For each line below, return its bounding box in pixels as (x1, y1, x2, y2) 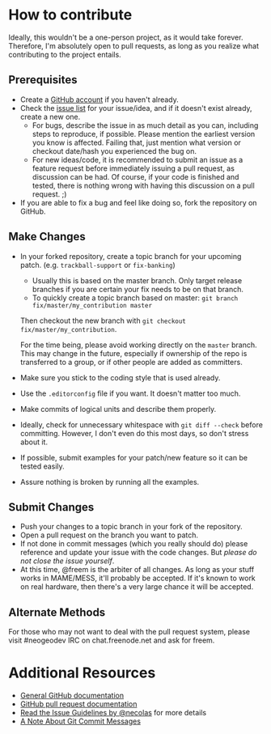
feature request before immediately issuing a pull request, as (32, 163, 235, 173)
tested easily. (19, 461, 65, 471)
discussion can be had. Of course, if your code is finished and (32, 172, 239, 181)
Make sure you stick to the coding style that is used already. (19, 372, 221, 382)
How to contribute (8, 6, 133, 24)
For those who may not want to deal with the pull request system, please (8, 627, 251, 637)
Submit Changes (8, 500, 95, 514)
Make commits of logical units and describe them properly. (19, 404, 217, 414)
